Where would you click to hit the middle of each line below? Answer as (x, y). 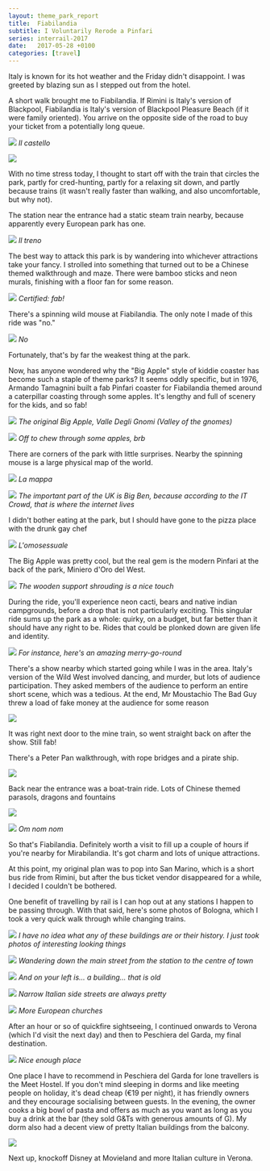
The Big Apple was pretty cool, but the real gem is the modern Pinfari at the (134, 561)
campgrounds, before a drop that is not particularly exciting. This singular (130, 610)
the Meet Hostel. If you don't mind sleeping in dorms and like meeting (124, 1084)
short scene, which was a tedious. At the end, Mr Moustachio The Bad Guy (133, 694)
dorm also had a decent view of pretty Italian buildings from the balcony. (129, 1127)
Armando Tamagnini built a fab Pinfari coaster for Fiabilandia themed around (135, 388)
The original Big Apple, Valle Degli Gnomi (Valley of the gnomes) (125, 422)
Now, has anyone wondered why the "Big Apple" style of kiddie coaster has (134, 371)
